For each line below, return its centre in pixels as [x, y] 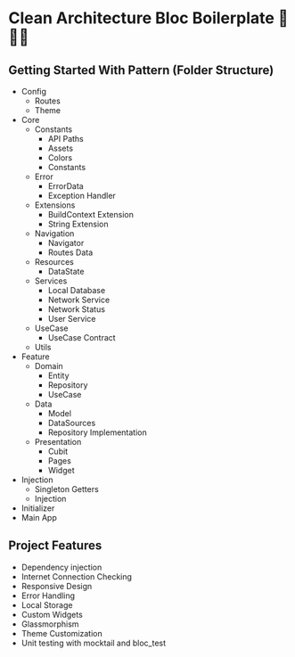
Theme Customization [62, 633]
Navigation [54, 234]
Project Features [55, 546]
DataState [66, 271]
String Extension [78, 224]
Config [33, 91]
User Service [72, 319]
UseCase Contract [82, 337]
